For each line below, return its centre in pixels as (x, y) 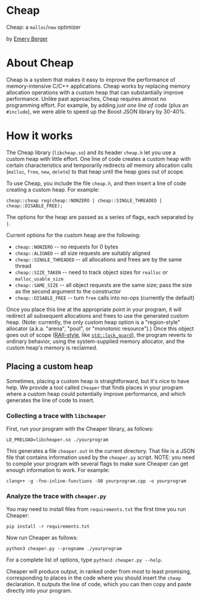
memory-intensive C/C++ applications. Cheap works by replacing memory (98, 86)
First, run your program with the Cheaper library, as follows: (80, 429)
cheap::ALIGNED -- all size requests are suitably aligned (82, 253)
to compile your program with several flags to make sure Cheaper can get (97, 464)
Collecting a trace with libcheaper (56, 416)
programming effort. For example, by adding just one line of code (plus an (97, 105)
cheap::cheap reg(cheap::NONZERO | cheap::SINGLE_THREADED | (84, 201)
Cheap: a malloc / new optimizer (43, 27)
